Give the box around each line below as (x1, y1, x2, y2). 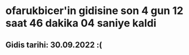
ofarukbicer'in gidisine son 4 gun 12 (5, 4, 184, 18)
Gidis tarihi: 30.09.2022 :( (5, 40, 102, 50)
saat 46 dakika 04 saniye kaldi (5, 16, 157, 30)
